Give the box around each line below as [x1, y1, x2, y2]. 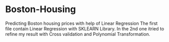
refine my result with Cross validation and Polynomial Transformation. [5, 31, 150, 37]
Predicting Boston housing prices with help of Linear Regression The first [5, 20, 158, 26]
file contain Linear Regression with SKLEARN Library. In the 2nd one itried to [5, 25, 164, 31]
